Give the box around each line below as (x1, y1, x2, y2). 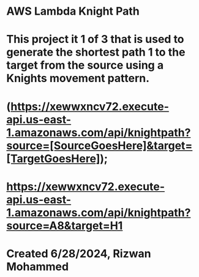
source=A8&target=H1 (6, 219, 123, 232)
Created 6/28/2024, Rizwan (6, 246, 151, 260)
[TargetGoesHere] (6, 151, 100, 165)
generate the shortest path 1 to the (6, 45, 186, 59)
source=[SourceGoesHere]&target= (6, 138, 193, 153)
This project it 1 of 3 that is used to (6, 32, 185, 47)
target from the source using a (6, 58, 164, 72)
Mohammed (6, 259, 69, 273)
